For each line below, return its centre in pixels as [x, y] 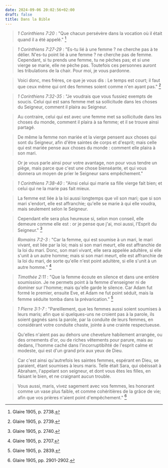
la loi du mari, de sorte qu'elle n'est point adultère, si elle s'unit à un [87, 261]
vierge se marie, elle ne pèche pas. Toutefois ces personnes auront [87, 65]
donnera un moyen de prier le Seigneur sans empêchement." [80, 173]
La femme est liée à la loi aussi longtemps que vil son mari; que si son [89, 198]
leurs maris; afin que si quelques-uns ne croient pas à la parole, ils [86, 314]
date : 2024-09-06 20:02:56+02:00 [40, 10]
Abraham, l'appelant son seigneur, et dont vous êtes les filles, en [84, 371]
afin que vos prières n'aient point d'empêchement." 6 [72, 397]
